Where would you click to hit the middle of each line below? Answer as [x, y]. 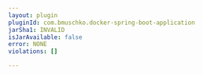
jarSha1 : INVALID [37, 30]
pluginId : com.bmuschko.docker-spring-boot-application [101, 23]
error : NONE [28, 44]
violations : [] [33, 51]
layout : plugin [33, 15]
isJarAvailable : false [45, 37]
